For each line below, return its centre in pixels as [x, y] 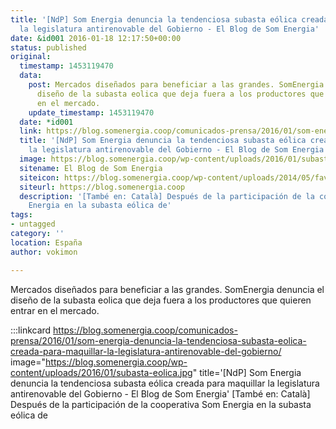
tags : [21, 215]
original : [31, 57]
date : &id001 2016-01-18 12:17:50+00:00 [96, 38]
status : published [48, 47]
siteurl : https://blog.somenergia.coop [102, 187]
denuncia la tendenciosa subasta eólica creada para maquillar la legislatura [165, 383]
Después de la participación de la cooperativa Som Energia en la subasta [161, 404]
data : [31, 76]
